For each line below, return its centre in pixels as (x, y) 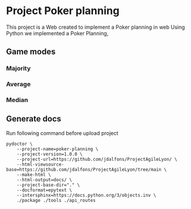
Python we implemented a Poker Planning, (57, 33)
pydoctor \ (19, 144)
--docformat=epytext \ (44, 190)
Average (19, 85)
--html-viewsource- (41, 164)
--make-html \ (34, 174)
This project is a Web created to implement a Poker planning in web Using (95, 27)
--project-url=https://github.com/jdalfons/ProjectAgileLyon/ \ (97, 159)
